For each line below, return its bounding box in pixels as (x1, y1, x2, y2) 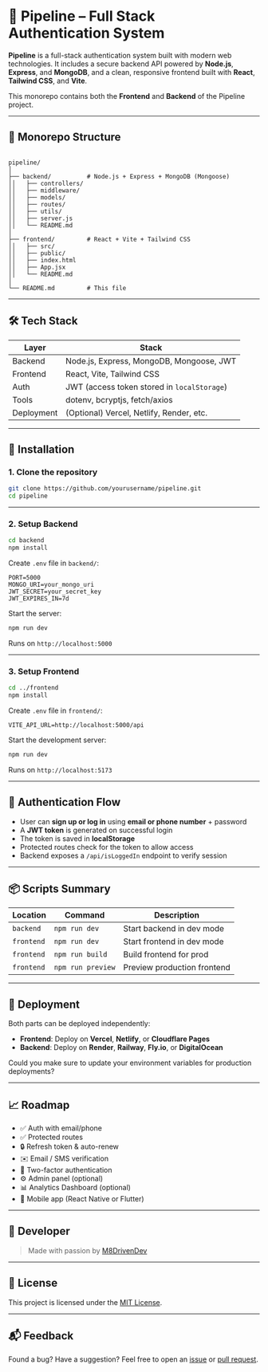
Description (154, 910, 199, 921)
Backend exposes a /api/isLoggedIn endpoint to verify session (19, 851, 227, 860)
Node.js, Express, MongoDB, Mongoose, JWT (65, 355, 237, 366)
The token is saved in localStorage (19, 833, 136, 843)
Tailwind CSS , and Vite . (8, 76, 88, 85)
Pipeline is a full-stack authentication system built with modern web (8, 50, 232, 60)
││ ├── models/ (8, 193, 66, 202)
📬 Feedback (8, 1329, 74, 1343)
